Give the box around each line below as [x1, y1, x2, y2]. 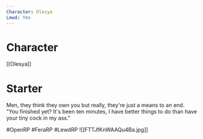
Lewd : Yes [6, 15, 32, 21]
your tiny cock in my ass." [6, 114, 71, 121]
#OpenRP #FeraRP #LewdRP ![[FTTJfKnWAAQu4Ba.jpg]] [6, 126, 148, 134]
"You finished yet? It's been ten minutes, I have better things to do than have [6, 108, 197, 115]
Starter [6, 82, 42, 95]
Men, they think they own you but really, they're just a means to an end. [6, 102, 185, 109]
